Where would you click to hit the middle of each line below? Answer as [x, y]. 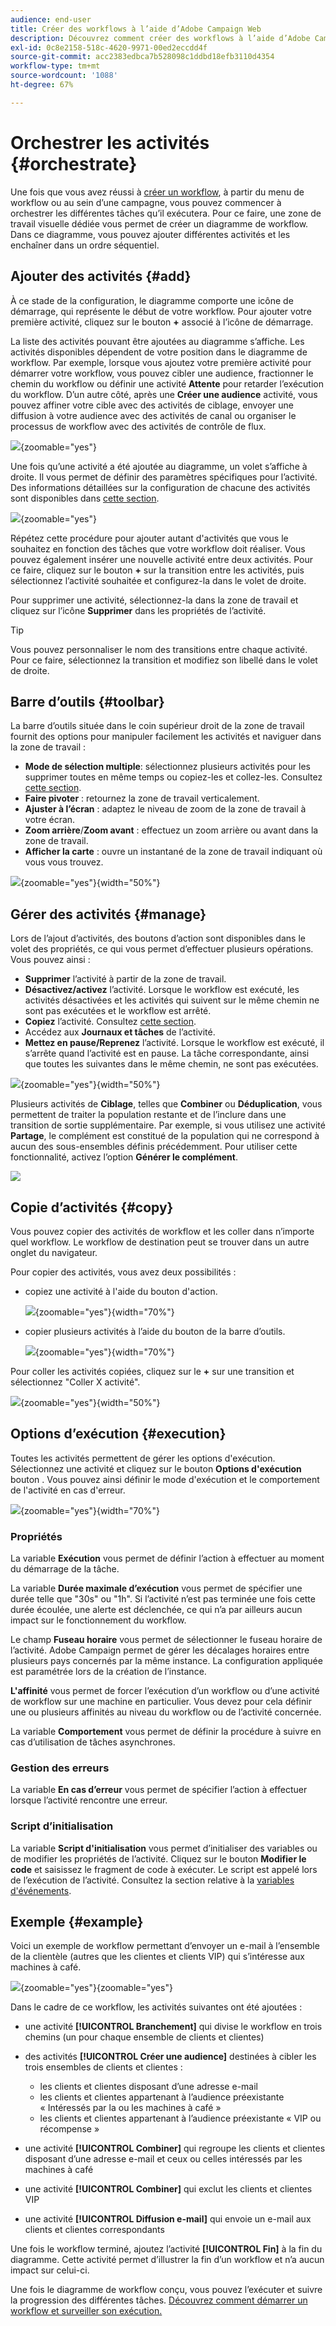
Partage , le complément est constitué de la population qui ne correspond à [165, 1136]
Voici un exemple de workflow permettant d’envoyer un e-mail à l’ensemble [165, 1946]
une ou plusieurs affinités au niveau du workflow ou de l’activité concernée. [166, 1712]
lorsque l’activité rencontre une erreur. [89, 1800]
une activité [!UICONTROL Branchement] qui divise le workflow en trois [173, 2027]
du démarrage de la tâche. [65, 1569]
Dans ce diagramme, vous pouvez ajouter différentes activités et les [150, 234]
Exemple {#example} [77, 1922]
